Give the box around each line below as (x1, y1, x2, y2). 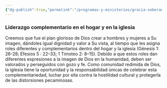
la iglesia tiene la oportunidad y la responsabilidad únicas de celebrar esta (5, 67, 157, 73)
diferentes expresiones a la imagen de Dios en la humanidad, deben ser (5, 56, 152, 62)
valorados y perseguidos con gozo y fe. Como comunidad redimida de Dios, (5, 61, 161, 67)
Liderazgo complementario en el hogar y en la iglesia (5, 23, 135, 30)
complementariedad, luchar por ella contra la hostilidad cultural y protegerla (5, 72, 161, 78)
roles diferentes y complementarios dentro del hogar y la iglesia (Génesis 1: (5, 45, 160, 51)
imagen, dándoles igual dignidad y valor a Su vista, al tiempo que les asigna (5, 40, 160, 46)
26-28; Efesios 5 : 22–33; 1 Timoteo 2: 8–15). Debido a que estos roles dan (5, 51, 158, 57)
